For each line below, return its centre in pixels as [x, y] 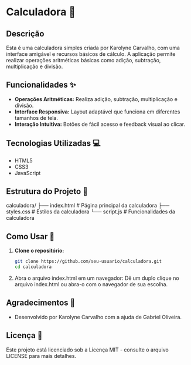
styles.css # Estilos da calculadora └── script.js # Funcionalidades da [91, 212]
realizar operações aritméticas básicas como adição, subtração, [83, 60]
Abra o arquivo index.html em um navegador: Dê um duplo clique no [97, 278]
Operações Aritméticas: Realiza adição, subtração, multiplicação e [96, 99]
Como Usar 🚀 [30, 237]
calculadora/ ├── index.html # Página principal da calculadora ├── [88, 206]
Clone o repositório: [39, 251]
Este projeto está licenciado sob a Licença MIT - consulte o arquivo [87, 350]
